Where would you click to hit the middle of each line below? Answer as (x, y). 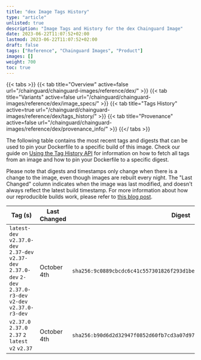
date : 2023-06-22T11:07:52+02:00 (48, 34)
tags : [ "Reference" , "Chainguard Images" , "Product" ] (75, 51)
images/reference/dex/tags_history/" (51, 116)
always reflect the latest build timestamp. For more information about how (97, 190)
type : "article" (26, 17)
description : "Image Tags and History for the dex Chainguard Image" (95, 28)
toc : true (19, 67)
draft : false (22, 46)
